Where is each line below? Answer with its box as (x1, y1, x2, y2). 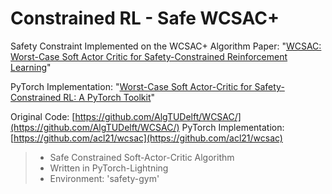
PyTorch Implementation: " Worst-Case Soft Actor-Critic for (10, 80, 253, 92)
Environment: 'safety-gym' (49, 172, 160, 184)
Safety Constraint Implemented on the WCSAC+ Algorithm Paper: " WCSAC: (10, 40, 322, 52)
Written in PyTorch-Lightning (49, 162, 169, 174)
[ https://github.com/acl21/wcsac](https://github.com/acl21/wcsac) (10, 132, 283, 144)
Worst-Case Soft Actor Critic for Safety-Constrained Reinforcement (10, 50, 288, 62)
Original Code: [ (10, 110, 76, 122)
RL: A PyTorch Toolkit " (63, 91, 156, 103)
